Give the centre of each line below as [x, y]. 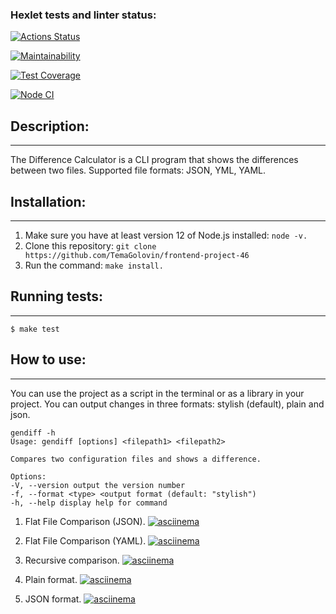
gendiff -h [33, 433]
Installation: [48, 201]
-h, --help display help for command [89, 503]
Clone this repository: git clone [90, 245]
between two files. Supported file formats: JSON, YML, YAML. [138, 170]
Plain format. [51, 579]
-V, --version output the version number [98, 485]
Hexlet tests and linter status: [83, 15]
